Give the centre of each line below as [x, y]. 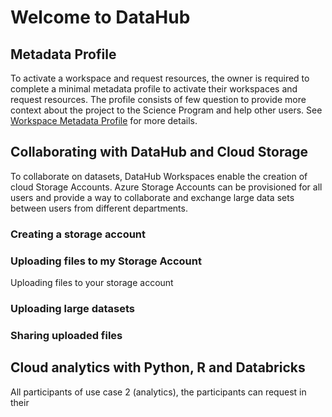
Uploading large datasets [73, 308]
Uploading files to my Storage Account [106, 261]
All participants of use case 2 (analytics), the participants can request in [158, 392]
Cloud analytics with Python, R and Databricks [158, 367]
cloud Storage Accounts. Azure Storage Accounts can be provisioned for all [166, 187]
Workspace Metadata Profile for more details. [104, 120]
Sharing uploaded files [66, 335]
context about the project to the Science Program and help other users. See [166, 110]
